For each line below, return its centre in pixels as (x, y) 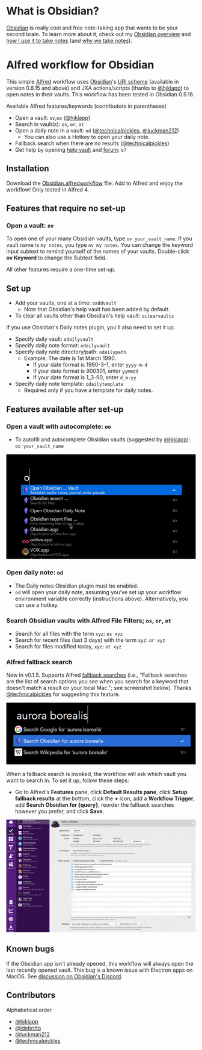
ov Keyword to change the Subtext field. (57, 258)
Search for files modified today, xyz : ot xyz (68, 646)
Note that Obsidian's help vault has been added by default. (97, 309)
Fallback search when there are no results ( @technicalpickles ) (92, 143)
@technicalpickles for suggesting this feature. (63, 694)
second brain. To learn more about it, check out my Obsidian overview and (99, 34)
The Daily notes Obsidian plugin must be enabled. (77, 586)
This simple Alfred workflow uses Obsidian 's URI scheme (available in (93, 81)
